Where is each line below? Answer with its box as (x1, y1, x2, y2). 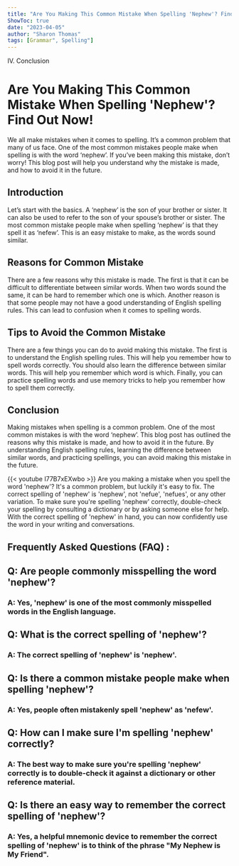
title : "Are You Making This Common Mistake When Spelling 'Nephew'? (7, 10, 218, 18)
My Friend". (7, 850, 49, 860)
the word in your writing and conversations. (7, 520, 135, 529)
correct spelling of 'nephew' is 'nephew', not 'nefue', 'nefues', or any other (7, 490, 226, 498)
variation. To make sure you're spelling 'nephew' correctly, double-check (7, 498, 222, 506)
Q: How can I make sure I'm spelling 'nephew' (7, 727, 214, 739)
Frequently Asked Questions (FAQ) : (7, 540, 170, 553)
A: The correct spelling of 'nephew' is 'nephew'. (7, 650, 177, 660)
